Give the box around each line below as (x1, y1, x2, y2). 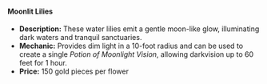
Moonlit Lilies (7, 6, 54, 16)
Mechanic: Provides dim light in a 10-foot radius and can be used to (18, 41, 244, 51)
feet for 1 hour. (18, 58, 67, 68)
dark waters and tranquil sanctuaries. (18, 33, 142, 42)
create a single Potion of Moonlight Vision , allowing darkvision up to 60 (18, 50, 254, 59)
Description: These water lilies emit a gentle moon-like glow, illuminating (18, 24, 260, 34)
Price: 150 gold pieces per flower (18, 66, 130, 76)
